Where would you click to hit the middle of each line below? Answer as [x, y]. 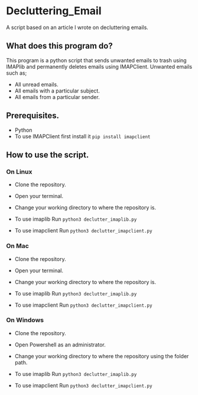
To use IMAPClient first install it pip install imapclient [82, 136]
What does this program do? [60, 46]
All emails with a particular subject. [57, 91]
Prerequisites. [33, 116]
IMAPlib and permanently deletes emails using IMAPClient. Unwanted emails [99, 66]
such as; [17, 73]
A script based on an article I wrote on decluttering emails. [77, 27]
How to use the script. [48, 155]
